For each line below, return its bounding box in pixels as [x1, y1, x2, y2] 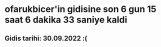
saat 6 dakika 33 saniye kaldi [4, 14, 127, 25]
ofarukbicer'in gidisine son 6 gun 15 [4, 3, 156, 15]
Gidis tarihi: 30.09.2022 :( [4, 34, 87, 42]
